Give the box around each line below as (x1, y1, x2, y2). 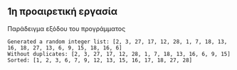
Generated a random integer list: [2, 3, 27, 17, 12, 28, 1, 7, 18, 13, (7, 38, 228, 45)
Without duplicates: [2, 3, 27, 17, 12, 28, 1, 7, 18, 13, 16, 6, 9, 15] (7, 50, 231, 57)
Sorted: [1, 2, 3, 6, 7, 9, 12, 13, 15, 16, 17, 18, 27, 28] (7, 57, 193, 64)
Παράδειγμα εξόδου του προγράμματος (7, 24, 126, 33)
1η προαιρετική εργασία (7, 6, 118, 18)
